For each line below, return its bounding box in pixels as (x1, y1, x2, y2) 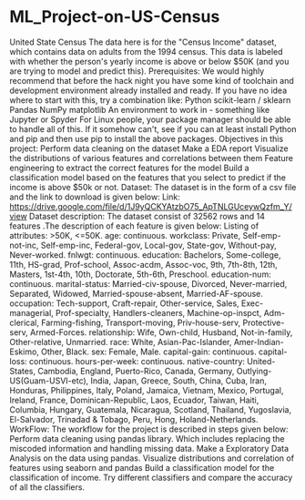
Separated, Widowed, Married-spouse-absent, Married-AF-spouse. (9, 288, 264, 299)
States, (9, 365, 36, 376)
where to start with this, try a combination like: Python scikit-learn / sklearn (9, 94, 291, 106)
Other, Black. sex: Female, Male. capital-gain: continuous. (40, 346, 257, 357)
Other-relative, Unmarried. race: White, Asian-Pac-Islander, (9, 336, 232, 347)
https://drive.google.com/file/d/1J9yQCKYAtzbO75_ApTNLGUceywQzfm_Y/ (9, 200, 293, 211)
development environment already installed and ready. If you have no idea (9, 85, 288, 96)
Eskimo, (9, 346, 39, 357)
